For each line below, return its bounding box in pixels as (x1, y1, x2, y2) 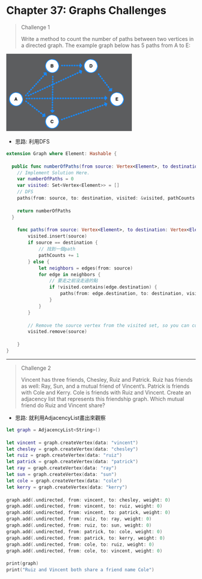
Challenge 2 (20, 364, 51, 372)
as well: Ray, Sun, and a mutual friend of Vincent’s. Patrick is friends (20, 382, 190, 390)
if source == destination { (28, 239, 98, 246)
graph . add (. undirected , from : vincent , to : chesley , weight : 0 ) (6, 497, 171, 503)
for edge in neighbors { (38, 271, 101, 277)
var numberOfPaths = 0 (17, 176, 74, 182)
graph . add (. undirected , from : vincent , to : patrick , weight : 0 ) (6, 510, 171, 516)
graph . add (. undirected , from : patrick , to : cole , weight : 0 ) (6, 528, 163, 534)
